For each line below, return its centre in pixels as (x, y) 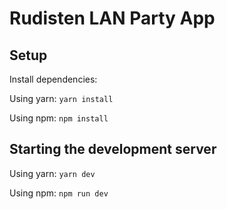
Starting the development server (113, 149)
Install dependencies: (53, 79)
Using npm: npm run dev (59, 193)
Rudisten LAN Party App (112, 18)
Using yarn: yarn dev (52, 173)
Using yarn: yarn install (61, 98)
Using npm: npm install (59, 118)
